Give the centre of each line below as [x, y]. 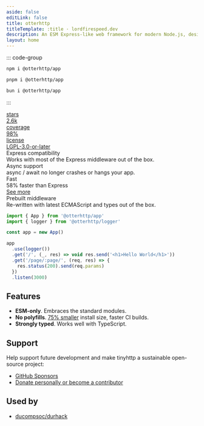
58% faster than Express [37, 185]
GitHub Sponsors [37, 376]
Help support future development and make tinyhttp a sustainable [89, 358]
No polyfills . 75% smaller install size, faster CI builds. [82, 318]
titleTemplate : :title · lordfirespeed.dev [62, 29]
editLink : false [27, 18]
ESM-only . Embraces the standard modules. [71, 311]
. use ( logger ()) [31, 249]
